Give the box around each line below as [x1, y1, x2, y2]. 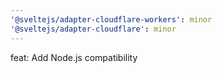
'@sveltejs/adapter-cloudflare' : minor [10, 24, 177, 34]
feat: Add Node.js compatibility [10, 51, 138, 63]
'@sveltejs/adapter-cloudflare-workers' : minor [10, 14, 213, 25]
